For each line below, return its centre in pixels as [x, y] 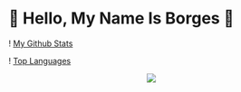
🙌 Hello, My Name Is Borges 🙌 [121, 18]
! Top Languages [40, 60]
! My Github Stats [41, 43]
